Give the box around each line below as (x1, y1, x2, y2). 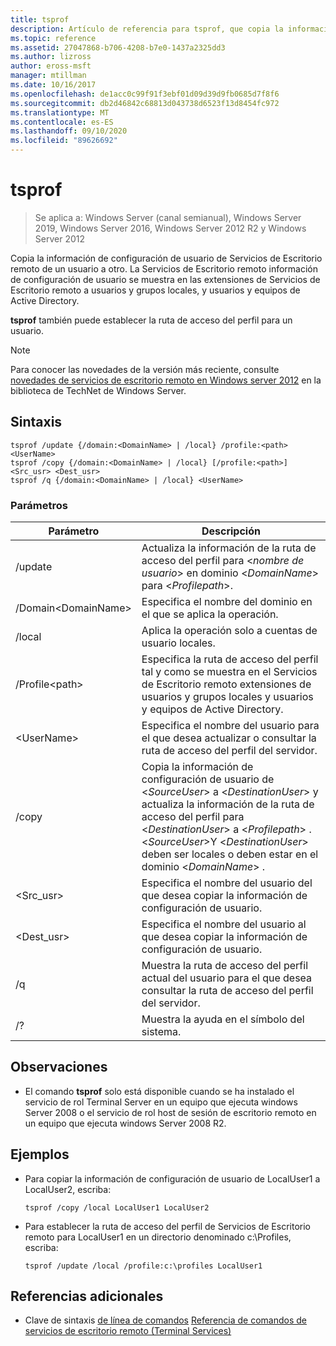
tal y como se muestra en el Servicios (141, 665, 318, 679)
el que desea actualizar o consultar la (141, 731, 317, 745)
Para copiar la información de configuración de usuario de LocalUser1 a (24, 1172, 321, 1185)
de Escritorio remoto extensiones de (141, 677, 312, 691)
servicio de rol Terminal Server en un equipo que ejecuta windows (24, 1096, 298, 1108)
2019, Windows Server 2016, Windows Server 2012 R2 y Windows (34, 222, 307, 234)
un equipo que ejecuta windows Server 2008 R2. (24, 1117, 227, 1129)
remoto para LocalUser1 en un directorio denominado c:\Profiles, (24, 1231, 292, 1243)
